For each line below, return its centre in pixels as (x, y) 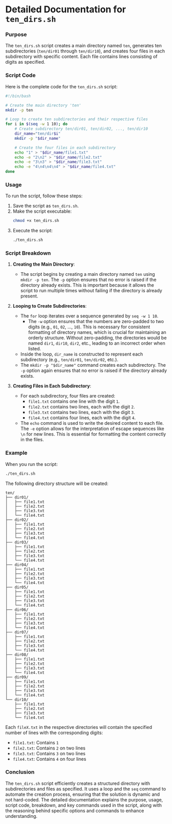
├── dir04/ (17, 565)
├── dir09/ (17, 677)
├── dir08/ (17, 654)
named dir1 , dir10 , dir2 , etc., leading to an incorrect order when (97, 343)
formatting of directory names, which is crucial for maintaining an (97, 332)
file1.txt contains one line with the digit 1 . (74, 401)
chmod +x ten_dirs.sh (36, 221)
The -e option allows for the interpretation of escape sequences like (92, 429)
